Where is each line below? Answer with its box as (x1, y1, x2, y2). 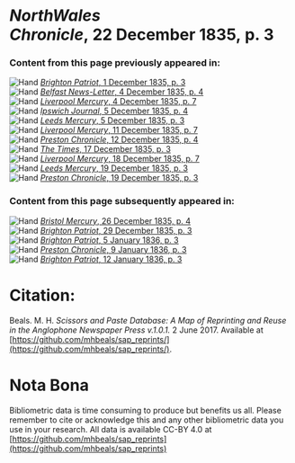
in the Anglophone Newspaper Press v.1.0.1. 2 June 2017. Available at (9, 325, 264, 335)
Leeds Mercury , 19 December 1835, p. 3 (40, 163, 189, 174)
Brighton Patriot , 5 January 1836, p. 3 (40, 235, 179, 245)
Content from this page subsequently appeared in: (9, 195, 236, 208)
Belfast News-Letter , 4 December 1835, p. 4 (40, 86, 204, 97)
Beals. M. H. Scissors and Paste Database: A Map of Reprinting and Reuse (9, 315, 287, 325)
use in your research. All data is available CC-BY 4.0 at (9, 423, 212, 434)
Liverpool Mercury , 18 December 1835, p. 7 (40, 154, 200, 165)
